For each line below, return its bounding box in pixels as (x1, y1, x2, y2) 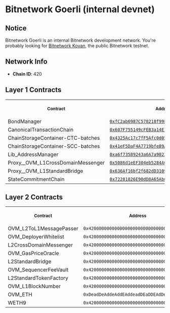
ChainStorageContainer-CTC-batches (8, 134, 100, 141)
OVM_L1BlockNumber (8, 283, 61, 290)
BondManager (8, 118, 42, 125)
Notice (5, 24, 27, 33)
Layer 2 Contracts (5, 193, 63, 202)
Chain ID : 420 (12, 71, 42, 77)
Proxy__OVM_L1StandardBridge (8, 167, 83, 174)
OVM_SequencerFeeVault (8, 266, 69, 273)
